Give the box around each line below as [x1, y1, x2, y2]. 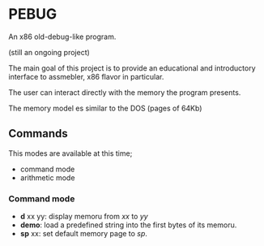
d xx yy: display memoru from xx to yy [19, 212, 148, 222]
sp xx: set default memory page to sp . [19, 229, 148, 239]
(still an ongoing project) [8, 47, 91, 57]
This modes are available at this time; [8, 148, 133, 158]
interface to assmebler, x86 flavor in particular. [8, 71, 164, 81]
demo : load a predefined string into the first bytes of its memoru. [19, 220, 237, 230]
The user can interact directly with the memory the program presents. [8, 87, 241, 97]
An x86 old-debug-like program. [8, 32, 117, 41]
